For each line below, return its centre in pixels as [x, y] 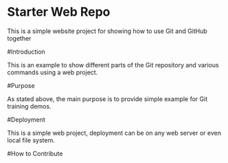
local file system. [31, 140]
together [19, 38]
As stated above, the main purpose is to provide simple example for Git [107, 99]
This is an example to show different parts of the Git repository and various [113, 65]
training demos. [29, 106]
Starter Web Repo [59, 12]
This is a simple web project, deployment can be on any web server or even [114, 133]
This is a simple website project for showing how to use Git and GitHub [107, 31]
